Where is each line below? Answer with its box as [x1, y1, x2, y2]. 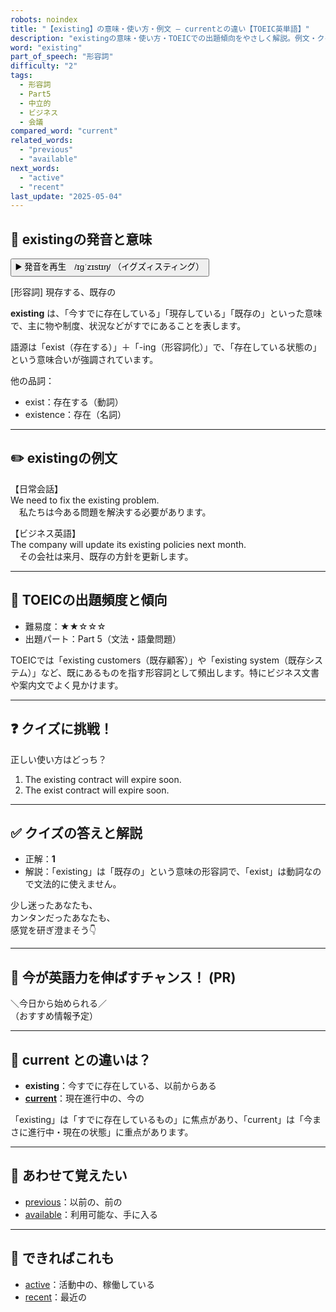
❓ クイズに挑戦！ [10, 721, 113, 738]
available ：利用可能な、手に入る [24, 1208, 158, 1220]
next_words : [10, 163, 60, 173]
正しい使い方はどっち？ [10, 753, 107, 765]
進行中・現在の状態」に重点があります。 [27, 1126, 194, 1138]
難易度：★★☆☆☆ [24, 620, 107, 632]
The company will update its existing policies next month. [10, 538, 247, 550]
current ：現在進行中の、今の [24, 1092, 145, 1104]
